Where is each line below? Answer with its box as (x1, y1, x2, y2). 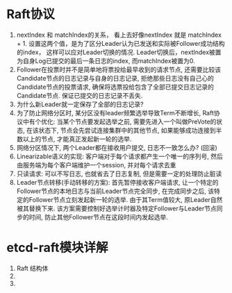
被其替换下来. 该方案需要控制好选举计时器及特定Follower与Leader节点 (16, 204, 217, 212)
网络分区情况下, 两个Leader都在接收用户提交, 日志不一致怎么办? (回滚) (16, 143, 218, 151)
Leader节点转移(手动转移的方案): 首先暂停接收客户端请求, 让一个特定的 (16, 178, 219, 186)
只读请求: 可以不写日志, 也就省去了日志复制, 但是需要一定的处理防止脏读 (16, 169, 222, 178)
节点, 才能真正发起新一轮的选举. (40, 135, 132, 143)
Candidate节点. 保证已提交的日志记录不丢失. (16, 91, 143, 99)
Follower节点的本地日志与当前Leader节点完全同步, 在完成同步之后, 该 (16, 187, 215, 195)
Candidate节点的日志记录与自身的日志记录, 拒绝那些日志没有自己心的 (16, 74, 215, 82)
